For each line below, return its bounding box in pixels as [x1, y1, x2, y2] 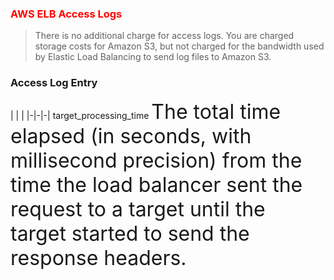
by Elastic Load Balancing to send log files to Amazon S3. [34, 51, 272, 63]
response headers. [10, 245, 187, 271]
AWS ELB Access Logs [10, 7, 123, 21]
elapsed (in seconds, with [10, 123, 252, 149]
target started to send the [10, 220, 250, 246]
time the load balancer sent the [10, 172, 303, 197]
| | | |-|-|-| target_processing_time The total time [10, 98, 282, 124]
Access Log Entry [10, 76, 98, 90]
